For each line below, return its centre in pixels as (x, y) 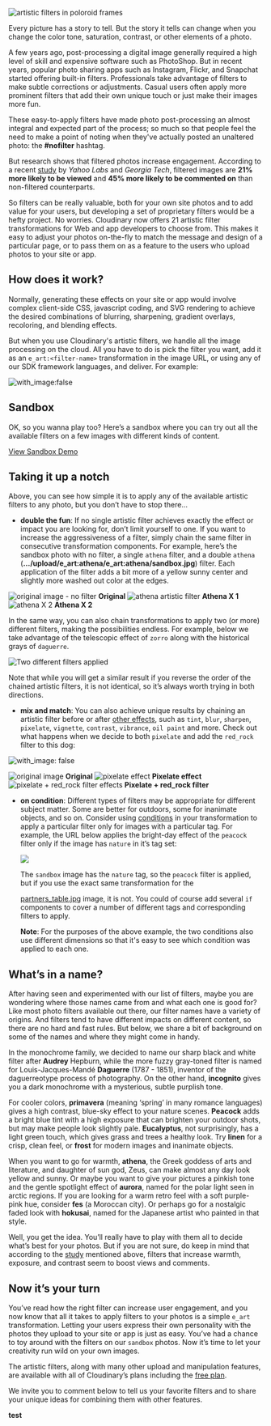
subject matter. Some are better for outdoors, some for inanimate (128, 809)
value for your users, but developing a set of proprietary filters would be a (131, 211)
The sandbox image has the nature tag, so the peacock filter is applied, (135, 875)
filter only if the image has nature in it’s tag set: (98, 844)
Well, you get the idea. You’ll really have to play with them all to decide (125, 1237)
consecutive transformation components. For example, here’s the (129, 546)
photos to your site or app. (53, 254)
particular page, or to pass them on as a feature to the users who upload (129, 246)
